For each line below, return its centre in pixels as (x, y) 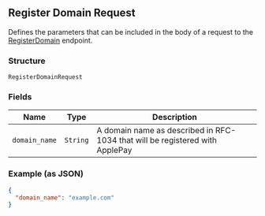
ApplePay (114, 151)
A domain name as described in (155, 131)
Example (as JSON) (46, 174)
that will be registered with (168, 140)
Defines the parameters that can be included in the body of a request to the (131, 32)
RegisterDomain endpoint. (50, 40)
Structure (27, 61)
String (77, 140)
